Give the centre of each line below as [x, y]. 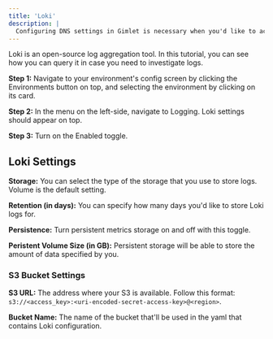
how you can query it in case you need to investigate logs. [106, 63]
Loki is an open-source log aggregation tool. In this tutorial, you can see [129, 54]
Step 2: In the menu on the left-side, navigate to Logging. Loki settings [127, 111]
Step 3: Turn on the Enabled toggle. [68, 136]
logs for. [22, 214]
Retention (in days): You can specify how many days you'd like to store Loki [136, 206]
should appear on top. [45, 120]
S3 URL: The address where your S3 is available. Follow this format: [122, 293]
